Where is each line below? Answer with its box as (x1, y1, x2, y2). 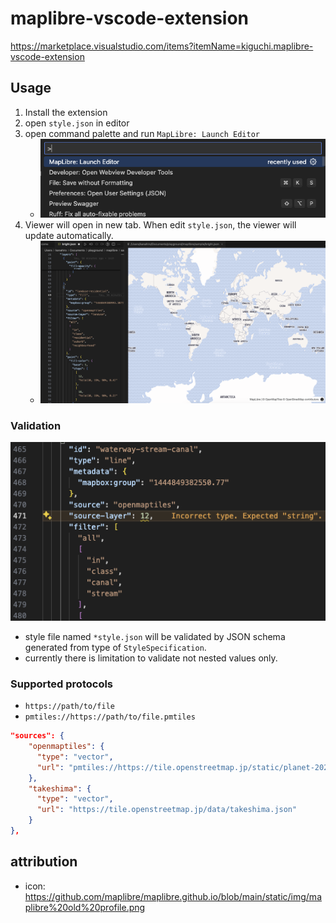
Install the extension (24, 106, 108, 118)
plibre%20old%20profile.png (24, 901, 146, 913)
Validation (10, 418, 62, 432)
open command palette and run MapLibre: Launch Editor (24, 127, 260, 139)
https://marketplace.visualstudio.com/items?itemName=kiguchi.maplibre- (10, 40, 314, 52)
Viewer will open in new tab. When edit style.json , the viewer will (24, 219, 297, 231)
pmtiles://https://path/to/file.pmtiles (24, 712, 196, 722)
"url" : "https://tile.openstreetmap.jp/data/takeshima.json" (36, 805, 298, 815)
